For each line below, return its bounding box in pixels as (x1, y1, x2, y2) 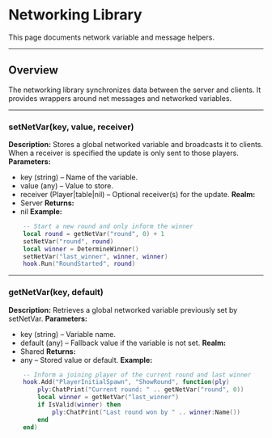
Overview (8, 63, 59, 78)
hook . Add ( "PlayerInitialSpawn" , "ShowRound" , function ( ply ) (23, 378, 230, 386)
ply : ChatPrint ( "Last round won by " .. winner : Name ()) (51, 408, 241, 416)
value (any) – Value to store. (19, 181, 113, 191)
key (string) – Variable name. (19, 329, 116, 339)
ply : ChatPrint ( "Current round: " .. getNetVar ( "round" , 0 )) (37, 385, 244, 394)
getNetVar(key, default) (8, 287, 104, 298)
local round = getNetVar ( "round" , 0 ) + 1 (23, 230, 165, 238)
